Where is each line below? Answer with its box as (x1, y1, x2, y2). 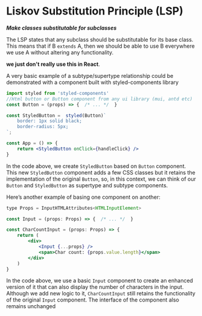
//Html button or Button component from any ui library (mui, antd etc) (6, 95, 193, 102)
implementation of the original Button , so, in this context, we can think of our (6, 175, 197, 182)
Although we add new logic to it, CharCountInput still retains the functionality (6, 290, 196, 297)
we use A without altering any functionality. (6, 48, 114, 56)
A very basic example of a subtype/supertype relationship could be (6, 72, 174, 79)
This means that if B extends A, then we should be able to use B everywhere (6, 42, 195, 50)
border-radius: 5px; (17, 124, 69, 130)
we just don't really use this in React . (6, 60, 101, 68)
